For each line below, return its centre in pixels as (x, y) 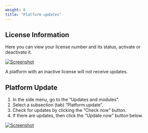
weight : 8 (16, 10)
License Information (37, 35)
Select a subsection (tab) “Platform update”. (58, 105)
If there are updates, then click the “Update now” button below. (78, 115)
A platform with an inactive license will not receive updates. (66, 72)
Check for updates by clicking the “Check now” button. (69, 110)
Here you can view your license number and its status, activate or (73, 47)
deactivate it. (19, 52)
